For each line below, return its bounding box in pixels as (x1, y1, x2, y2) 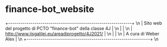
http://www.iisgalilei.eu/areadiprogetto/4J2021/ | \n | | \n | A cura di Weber (5, 30, 159, 36)
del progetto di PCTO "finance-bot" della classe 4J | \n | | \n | (5, 25, 132, 31)
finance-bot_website (5, 3, 95, 15)
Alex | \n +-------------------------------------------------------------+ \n (5, 36, 158, 42)
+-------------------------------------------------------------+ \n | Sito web (5, 20, 162, 26)
